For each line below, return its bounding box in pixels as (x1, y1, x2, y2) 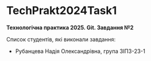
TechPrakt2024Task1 (6, 4, 117, 18)
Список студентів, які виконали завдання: (6, 35, 116, 43)
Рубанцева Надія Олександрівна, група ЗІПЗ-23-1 (15, 47, 145, 55)
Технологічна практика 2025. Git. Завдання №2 (6, 24, 134, 31)
